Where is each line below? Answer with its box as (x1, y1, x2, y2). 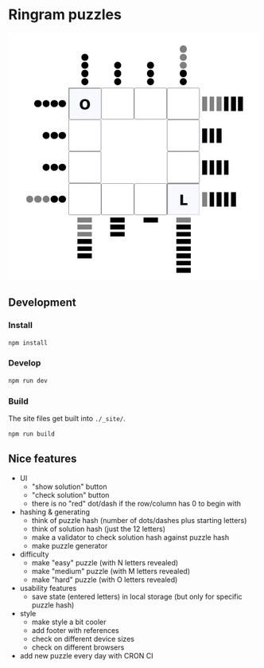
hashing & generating (19, 507, 90, 517)
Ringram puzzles (8, 6, 122, 24)
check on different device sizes (31, 634, 135, 643)
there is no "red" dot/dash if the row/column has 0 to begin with (31, 498, 241, 508)
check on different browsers (31, 643, 125, 652)
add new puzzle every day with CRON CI (19, 650, 153, 660)
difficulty (19, 549, 49, 559)
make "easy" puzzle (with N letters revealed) (31, 557, 179, 567)
